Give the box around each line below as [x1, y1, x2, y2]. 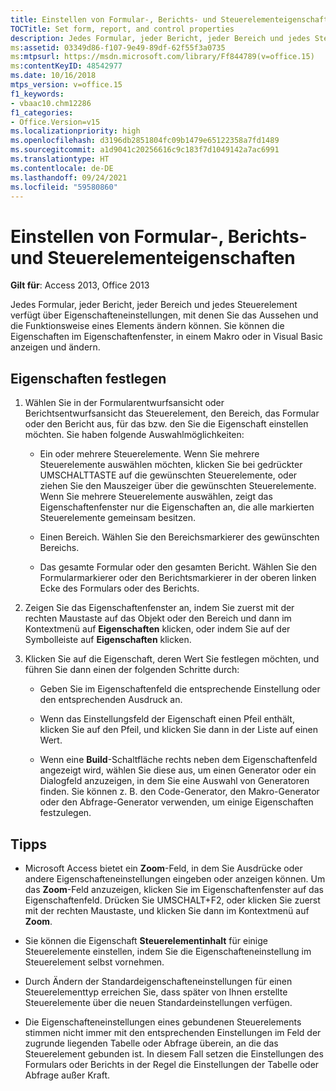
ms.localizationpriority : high [10, 126, 141, 136]
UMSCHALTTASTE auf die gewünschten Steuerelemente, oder [39, 469, 298, 481]
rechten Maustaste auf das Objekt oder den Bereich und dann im [24, 612, 292, 625]
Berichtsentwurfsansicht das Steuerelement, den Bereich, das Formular [24, 407, 320, 420]
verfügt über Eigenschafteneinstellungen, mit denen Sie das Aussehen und [10, 309, 319, 321]
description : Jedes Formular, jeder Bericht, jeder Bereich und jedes [10, 33, 311, 43]
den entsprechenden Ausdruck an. [39, 694, 183, 706]
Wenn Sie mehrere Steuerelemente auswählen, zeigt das [39, 491, 273, 503]
